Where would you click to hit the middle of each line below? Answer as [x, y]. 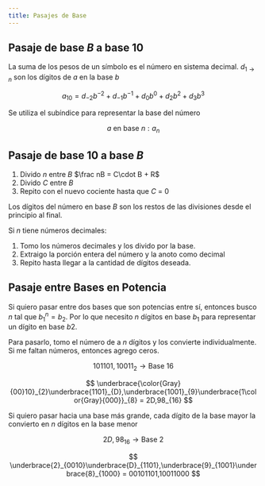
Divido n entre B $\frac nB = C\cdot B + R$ [90, 175]
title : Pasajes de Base [48, 15]
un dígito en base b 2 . [43, 327]
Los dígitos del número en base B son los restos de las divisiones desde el [130, 206]
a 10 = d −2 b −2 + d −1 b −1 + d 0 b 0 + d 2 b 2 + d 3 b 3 [133, 96]
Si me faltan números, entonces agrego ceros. [84, 351]
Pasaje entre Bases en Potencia [87, 288]
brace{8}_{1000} [93, 473]
